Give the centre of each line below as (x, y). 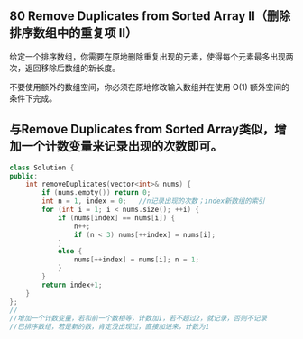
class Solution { (42, 168)
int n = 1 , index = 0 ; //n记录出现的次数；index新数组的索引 (153, 201)
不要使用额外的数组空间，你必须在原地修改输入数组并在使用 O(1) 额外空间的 (150, 87)
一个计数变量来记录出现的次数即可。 (122, 147)
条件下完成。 (33, 98)
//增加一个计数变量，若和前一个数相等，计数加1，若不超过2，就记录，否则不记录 (138, 318)
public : (24, 176)
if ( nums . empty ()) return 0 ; (96, 193)
